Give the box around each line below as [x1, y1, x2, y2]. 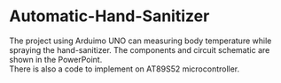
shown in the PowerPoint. [9, 54, 103, 64]
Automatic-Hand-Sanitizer [9, 6, 210, 26]
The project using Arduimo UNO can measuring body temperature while [9, 35, 272, 46]
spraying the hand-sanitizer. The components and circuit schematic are [9, 44, 270, 55]
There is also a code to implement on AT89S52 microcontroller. [9, 64, 240, 74]
